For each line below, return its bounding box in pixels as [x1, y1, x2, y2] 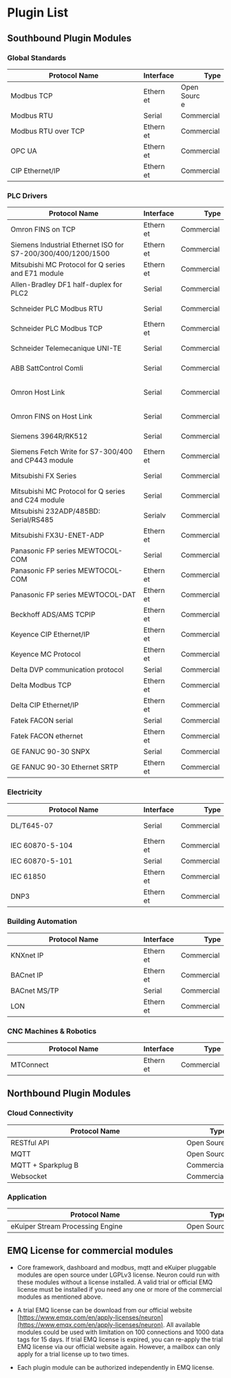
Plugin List [7, 5, 69, 21]
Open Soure [186, 1137, 225, 1147]
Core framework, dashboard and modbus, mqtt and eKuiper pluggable [16, 1263, 217, 1271]
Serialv [143, 511, 166, 520]
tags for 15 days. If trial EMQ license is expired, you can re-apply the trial [16, 1335, 223, 1344]
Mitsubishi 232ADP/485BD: [10, 507, 101, 516]
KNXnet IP [10, 950, 44, 960]
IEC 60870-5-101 [10, 856, 74, 866]
